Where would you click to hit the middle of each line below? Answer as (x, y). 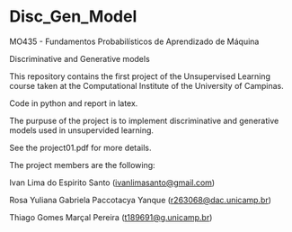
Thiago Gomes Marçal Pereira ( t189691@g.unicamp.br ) (111, 217)
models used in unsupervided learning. (82, 130)
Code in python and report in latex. (74, 103)
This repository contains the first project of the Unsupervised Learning (140, 76)
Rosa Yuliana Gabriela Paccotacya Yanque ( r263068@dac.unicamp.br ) (141, 200)
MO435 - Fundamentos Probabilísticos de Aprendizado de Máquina (134, 41)
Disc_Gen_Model (73, 17)
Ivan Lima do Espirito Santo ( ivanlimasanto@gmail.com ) (112, 183)
